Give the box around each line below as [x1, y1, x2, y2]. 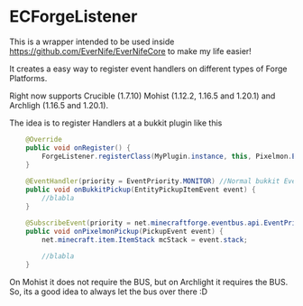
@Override [25, 134, 63, 144]
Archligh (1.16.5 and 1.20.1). [9, 99, 109, 110]
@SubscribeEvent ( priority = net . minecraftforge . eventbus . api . [25, 218, 264, 227]
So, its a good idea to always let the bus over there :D [9, 286, 208, 297]
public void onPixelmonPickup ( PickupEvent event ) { [25, 227, 224, 236]
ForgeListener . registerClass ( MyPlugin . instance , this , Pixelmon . [41, 152, 293, 161]
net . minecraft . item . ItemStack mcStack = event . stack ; [41, 235, 248, 245]
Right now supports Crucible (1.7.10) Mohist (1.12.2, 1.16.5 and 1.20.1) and [9, 90, 276, 101]
